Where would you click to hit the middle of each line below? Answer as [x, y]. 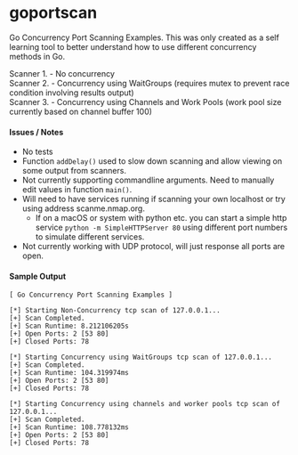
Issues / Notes [36, 132]
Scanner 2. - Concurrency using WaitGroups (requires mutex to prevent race [149, 83]
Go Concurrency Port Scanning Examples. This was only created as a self [145, 37]
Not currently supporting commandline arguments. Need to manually [148, 180]
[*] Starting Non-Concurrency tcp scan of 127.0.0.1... [115, 311]
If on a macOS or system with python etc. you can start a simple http [161, 218]
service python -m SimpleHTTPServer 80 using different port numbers [161, 227]
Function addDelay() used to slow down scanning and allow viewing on [152, 161]
